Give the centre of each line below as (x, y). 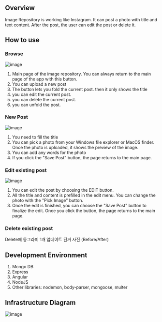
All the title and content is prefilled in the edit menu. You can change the (84, 195)
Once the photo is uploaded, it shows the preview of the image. (75, 147)
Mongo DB (23, 267)
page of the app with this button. (44, 79)
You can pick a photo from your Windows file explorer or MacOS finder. (83, 142)
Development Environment (46, 255)
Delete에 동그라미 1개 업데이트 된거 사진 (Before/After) (57, 240)
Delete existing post (29, 229)
